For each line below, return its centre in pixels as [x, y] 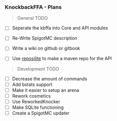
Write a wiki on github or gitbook [46, 48]
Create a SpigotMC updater [41, 113]
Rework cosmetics [31, 96]
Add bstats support [32, 84]
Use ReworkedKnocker [36, 101]
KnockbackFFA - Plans [33, 7]
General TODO [32, 18]
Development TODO [38, 69]
